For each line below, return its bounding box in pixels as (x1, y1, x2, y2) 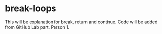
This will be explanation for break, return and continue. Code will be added (5, 19, 158, 25)
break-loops (5, 3, 56, 14)
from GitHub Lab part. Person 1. (5, 24, 70, 30)
